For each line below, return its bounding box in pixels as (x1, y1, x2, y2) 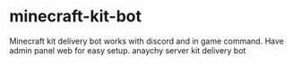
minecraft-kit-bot (9, 6, 142, 27)
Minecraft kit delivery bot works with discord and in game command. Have (9, 36, 284, 46)
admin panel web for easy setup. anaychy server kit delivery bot (9, 45, 246, 55)
